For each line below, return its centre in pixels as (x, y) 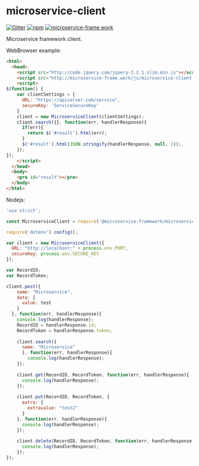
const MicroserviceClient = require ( (53, 221)
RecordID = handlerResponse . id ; (57, 325)
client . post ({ (24, 286)
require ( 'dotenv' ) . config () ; (42, 232)
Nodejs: (16, 200)
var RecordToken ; (28, 275)
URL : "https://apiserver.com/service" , (71, 100)
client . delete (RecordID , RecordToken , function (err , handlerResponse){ (107, 441)
